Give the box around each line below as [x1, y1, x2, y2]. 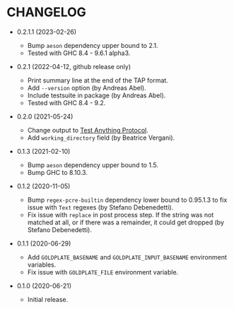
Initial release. [27, 295, 69, 303]
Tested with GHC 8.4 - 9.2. [27, 98, 106, 107]
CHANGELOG [6, 4, 86, 20]
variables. [27, 260, 57, 269]
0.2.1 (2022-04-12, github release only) [16, 62, 131, 71]
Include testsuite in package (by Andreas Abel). [27, 91, 166, 99]
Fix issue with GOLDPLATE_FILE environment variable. [27, 267, 179, 276]
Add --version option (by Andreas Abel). [27, 83, 146, 92]
